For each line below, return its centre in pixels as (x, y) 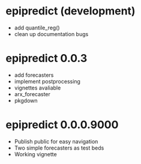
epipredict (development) (70, 11)
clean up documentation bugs (51, 34)
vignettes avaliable (37, 88)
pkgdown (26, 100)
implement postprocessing (47, 81)
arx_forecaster (32, 94)
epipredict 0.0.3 (46, 59)
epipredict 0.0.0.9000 (62, 125)
